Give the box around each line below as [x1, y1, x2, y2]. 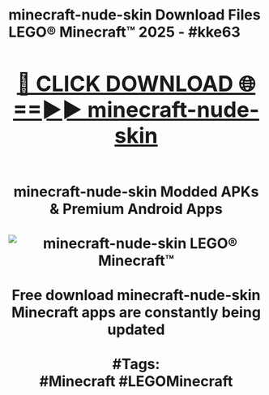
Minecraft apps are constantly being [11, 303, 262, 321]
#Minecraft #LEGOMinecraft [39, 371, 233, 390]
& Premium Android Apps [49, 200, 223, 218]
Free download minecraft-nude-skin [11, 286, 261, 304]
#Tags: [112, 354, 160, 373]
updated [107, 320, 165, 338]
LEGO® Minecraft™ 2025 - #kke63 [8, 23, 241, 41]
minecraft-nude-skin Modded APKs [13, 182, 259, 200]
